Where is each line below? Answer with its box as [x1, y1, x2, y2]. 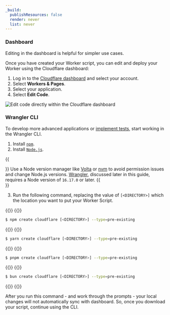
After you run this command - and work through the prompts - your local [5, 293, 157, 299]
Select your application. [12, 86, 62, 92]
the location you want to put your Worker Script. [12, 197, 113, 204]
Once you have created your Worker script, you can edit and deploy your [5, 60, 158, 66]
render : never [10, 17, 40, 22]
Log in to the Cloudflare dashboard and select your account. [12, 75, 139, 81]
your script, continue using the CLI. [5, 304, 79, 310]
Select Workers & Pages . [12, 80, 66, 87]
